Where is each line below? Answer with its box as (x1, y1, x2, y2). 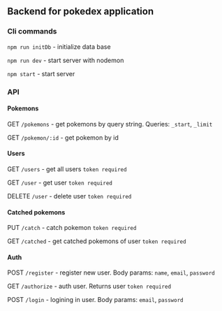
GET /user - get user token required (7, 178, 113, 187)
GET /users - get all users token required (7, 165, 127, 173)
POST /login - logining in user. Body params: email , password (7, 296, 184, 304)
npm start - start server (7, 69, 75, 78)
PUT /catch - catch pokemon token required (7, 224, 137, 232)
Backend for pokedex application (7, 6, 154, 17)
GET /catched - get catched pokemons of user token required (7, 237, 186, 245)
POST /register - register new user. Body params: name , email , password (7, 268, 215, 277)
